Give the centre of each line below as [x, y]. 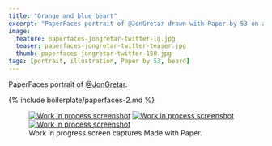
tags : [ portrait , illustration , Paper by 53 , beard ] [99, 62]
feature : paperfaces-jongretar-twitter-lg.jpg [96, 39]
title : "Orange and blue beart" [63, 16]
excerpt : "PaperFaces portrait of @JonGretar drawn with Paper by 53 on [134, 24]
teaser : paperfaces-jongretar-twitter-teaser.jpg [101, 46]
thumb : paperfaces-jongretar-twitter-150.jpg [94, 54]
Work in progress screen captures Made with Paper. [115, 133]
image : [19, 31]
